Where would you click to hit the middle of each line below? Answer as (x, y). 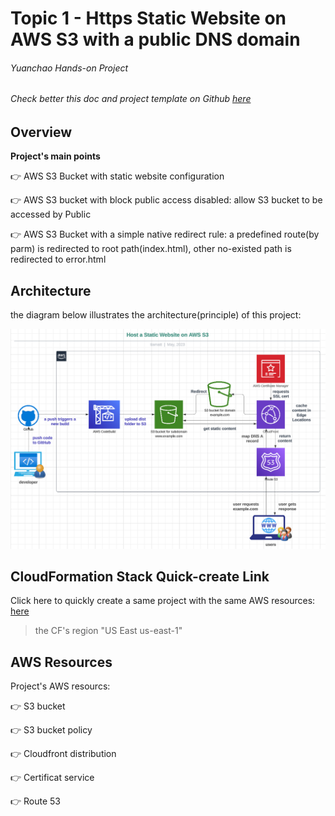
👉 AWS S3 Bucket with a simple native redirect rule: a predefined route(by (165, 234)
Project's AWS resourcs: (60, 686)
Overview (41, 132)
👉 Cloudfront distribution (63, 754)
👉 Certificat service (52, 778)
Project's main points (55, 156)
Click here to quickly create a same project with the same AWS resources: (163, 601)
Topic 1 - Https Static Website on (148, 18)
